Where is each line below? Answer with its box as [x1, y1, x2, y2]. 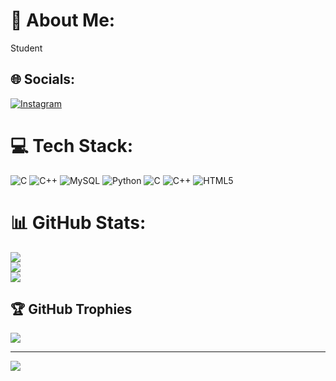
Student [10, 42, 43, 54]
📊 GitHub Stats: [10, 211, 147, 234]
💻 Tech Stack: [10, 134, 134, 157]
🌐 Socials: [10, 71, 76, 88]
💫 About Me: [10, 9, 116, 32]
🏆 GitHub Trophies [10, 301, 133, 318]
